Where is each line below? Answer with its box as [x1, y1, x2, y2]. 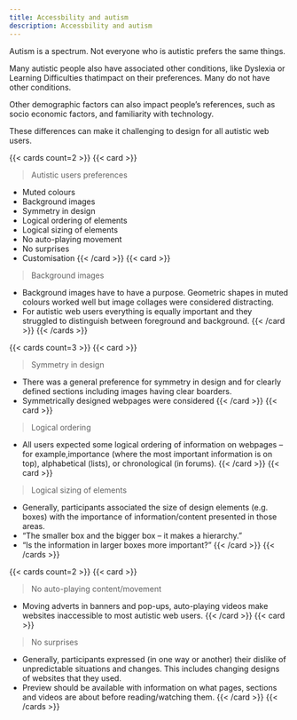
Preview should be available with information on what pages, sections [21, 682, 277, 692]
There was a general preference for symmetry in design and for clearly [21, 376, 282, 387]
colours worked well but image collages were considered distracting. [21, 297, 275, 307]
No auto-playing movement [21, 233, 122, 244]
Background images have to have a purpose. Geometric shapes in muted [21, 287, 289, 297]
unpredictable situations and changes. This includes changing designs [21, 663, 280, 674]
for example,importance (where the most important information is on [21, 448, 273, 459]
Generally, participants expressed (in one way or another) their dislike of [21, 653, 286, 664]
